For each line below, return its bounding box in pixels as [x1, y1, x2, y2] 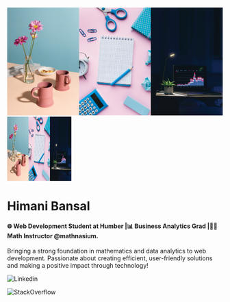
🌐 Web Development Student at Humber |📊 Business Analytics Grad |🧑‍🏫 [7, 222, 218, 230]
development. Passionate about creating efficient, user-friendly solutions [7, 254, 213, 262]
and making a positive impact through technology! [7, 262, 149, 270]
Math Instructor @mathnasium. [7, 231, 99, 240]
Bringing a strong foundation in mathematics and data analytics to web [7, 247, 207, 255]
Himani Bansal [7, 198, 90, 214]
